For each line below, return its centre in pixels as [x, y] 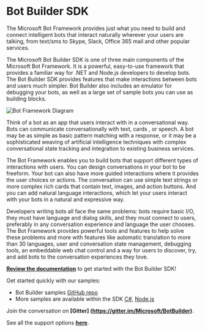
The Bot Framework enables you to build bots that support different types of [102, 160]
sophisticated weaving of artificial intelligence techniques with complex [96, 141]
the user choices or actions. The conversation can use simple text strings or [102, 179]
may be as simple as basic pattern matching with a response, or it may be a [102, 135]
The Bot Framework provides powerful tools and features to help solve [95, 230]
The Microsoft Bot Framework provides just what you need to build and [96, 28]
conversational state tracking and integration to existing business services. [101, 148]
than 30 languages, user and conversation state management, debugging [99, 244]
